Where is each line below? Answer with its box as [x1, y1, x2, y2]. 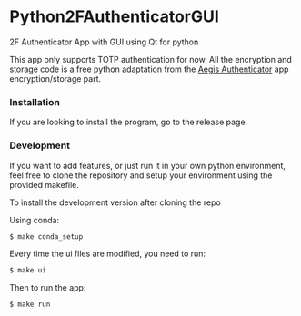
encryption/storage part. [9, 73, 102, 84]
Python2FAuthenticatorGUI [9, 6, 220, 27]
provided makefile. [9, 179, 80, 190]
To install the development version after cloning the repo [9, 197, 221, 208]
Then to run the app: [9, 282, 86, 293]
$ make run [9, 300, 51, 310]
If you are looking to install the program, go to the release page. [9, 116, 248, 128]
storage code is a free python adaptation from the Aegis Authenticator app [9, 64, 289, 74]
